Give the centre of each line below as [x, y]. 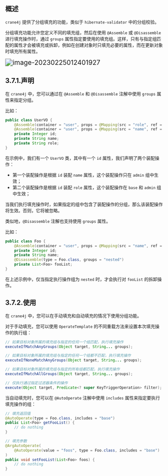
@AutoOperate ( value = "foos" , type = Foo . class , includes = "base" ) [87, 450]
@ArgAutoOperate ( [23, 446]
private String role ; [36, 143]
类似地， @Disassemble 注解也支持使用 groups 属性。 [58, 221]
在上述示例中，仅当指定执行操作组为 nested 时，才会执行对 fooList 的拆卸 [81, 279]
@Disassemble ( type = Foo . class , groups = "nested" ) [69, 260]
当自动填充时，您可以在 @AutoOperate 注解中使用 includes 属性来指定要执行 [82, 398]
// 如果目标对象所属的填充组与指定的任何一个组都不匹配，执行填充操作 [68, 356]
